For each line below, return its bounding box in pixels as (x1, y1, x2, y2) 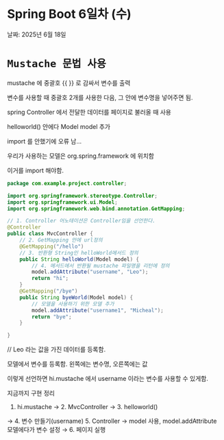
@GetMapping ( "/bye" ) (19, 288, 78, 294)
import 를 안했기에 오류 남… (7, 137, 82, 145)
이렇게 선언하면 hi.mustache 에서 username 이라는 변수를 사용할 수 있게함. (7, 375, 209, 383)
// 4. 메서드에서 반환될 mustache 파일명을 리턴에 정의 (32, 262, 170, 269)
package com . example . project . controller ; (7, 180, 127, 187)
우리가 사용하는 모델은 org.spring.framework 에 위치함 (7, 152, 154, 160)
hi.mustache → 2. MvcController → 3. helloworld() (16, 403, 158, 411)
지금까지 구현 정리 (7, 389, 55, 397)
